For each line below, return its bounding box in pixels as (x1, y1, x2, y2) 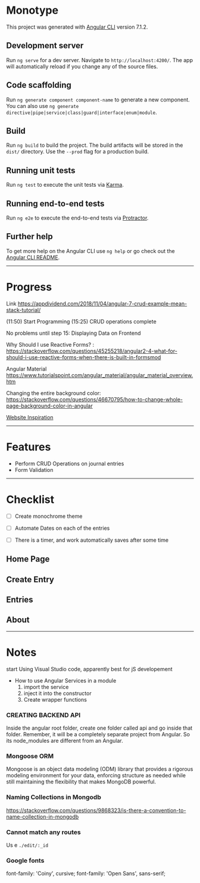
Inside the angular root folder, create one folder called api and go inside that (6, 724, 193, 731)
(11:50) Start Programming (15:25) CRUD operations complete (6, 317, 157, 325)
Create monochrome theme (14, 512, 83, 520)
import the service (23, 683, 69, 690)
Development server (6, 41, 84, 51)
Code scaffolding (6, 80, 71, 90)
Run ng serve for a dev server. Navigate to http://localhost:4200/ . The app (6, 56, 193, 63)
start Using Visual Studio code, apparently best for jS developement (6, 665, 173, 672)
